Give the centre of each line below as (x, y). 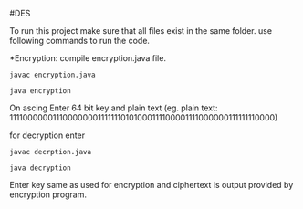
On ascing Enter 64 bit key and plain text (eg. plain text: (114, 108)
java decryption (40, 168)
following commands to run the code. (80, 41)
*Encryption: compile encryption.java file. (88, 58)
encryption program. (48, 194)
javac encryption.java (52, 75)
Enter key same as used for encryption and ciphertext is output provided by (151, 185)
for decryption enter (47, 135)
